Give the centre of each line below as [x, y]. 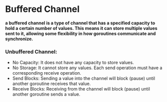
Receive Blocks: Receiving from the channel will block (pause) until [81, 89]
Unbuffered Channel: [31, 52]
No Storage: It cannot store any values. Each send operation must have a [87, 68]
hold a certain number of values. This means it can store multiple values [82, 28]
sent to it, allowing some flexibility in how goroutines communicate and [81, 33]
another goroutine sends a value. [46, 94]
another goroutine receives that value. [52, 84]
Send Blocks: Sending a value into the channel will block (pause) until [84, 79]
